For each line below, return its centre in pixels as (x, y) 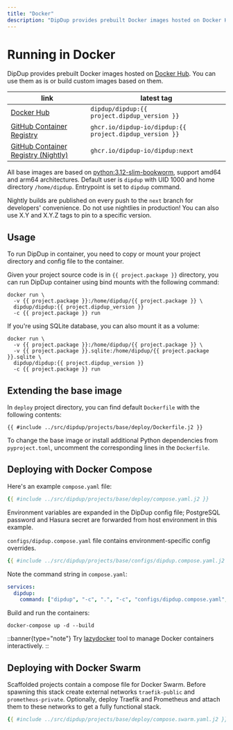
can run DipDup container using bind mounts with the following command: (113, 282)
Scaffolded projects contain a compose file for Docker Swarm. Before (106, 685)
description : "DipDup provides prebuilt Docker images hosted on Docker (114, 20)
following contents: (35, 415)
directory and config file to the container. (66, 261)
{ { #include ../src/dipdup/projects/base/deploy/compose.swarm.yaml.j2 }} (118, 720)
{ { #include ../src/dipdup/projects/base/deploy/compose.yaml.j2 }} (108, 499)
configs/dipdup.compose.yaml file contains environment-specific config (109, 540)
